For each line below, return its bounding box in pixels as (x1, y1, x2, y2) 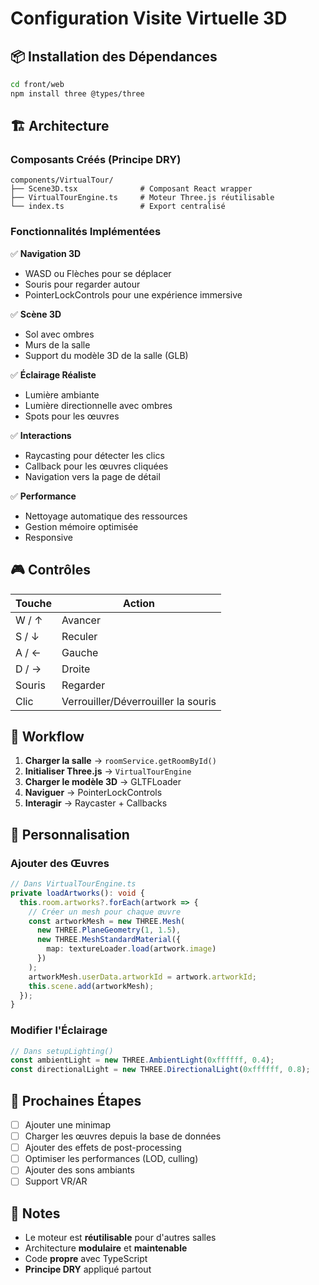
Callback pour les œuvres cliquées (24, 460, 169, 472)
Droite (61, 662, 91, 676)
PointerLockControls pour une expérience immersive (24, 288, 243, 301)
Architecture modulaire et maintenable (24, 1242, 188, 1254)
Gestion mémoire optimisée (24, 520, 139, 532)
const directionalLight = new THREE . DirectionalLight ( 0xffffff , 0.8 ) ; (10, 1065, 311, 1075)
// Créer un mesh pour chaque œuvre (28, 907, 182, 917)
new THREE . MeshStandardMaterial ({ (36, 935, 182, 945)
